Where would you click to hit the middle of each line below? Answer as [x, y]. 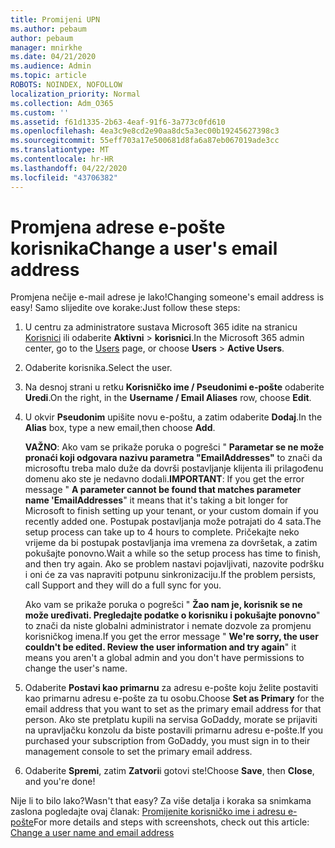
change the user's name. [76, 668]
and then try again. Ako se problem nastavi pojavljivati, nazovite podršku [174, 564]
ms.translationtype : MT [60, 150]
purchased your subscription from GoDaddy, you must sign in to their [167, 741]
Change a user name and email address [92, 833]
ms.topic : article [48, 76]
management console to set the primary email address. [138, 752]
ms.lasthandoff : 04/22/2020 [69, 168]
